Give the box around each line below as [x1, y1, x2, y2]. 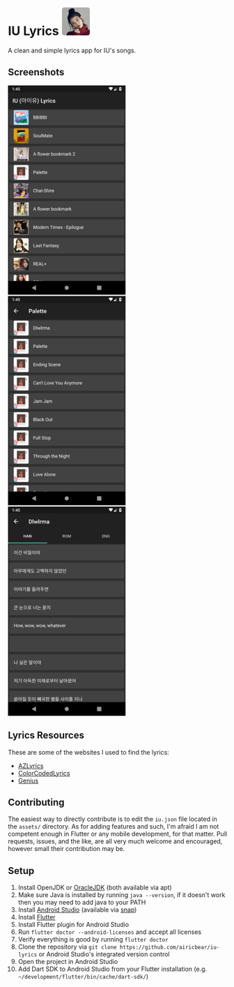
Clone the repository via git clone [17, 942, 117, 951]
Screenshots [8, 66, 65, 78]
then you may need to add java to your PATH [17, 898, 146, 907]
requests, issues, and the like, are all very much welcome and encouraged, [8, 837, 223, 845]
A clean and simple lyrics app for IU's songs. [8, 46, 136, 54]
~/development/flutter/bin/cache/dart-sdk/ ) [17, 972, 149, 981]
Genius [17, 776, 39, 785]
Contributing [8, 796, 65, 808]
